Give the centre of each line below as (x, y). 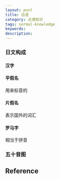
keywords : (16, 29)
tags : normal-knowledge (30, 24)
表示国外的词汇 (21, 115)
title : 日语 (17, 15)
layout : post (19, 10)
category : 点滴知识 (24, 19)
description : (19, 34)
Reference (22, 171)
